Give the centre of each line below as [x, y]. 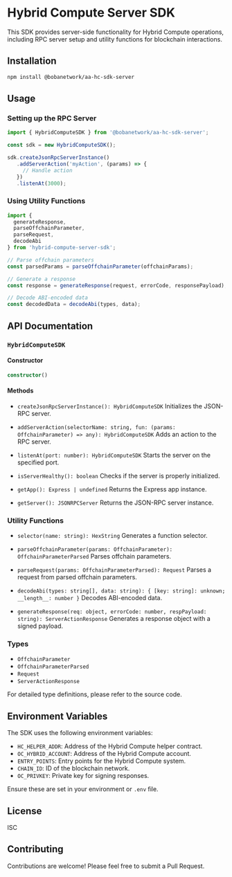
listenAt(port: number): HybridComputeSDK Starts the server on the [114, 455]
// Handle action [47, 170]
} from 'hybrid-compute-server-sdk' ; [62, 248]
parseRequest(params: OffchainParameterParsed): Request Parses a [114, 570]
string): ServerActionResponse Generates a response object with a [114, 619]
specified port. [38, 462]
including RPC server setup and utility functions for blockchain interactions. [115, 39]
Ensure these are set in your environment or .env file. [83, 789]
